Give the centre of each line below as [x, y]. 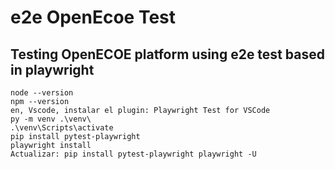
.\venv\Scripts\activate [62, 128]
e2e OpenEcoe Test [93, 17]
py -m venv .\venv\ [51, 119]
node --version [42, 93]
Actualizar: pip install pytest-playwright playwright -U [133, 154]
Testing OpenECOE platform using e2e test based [167, 54]
